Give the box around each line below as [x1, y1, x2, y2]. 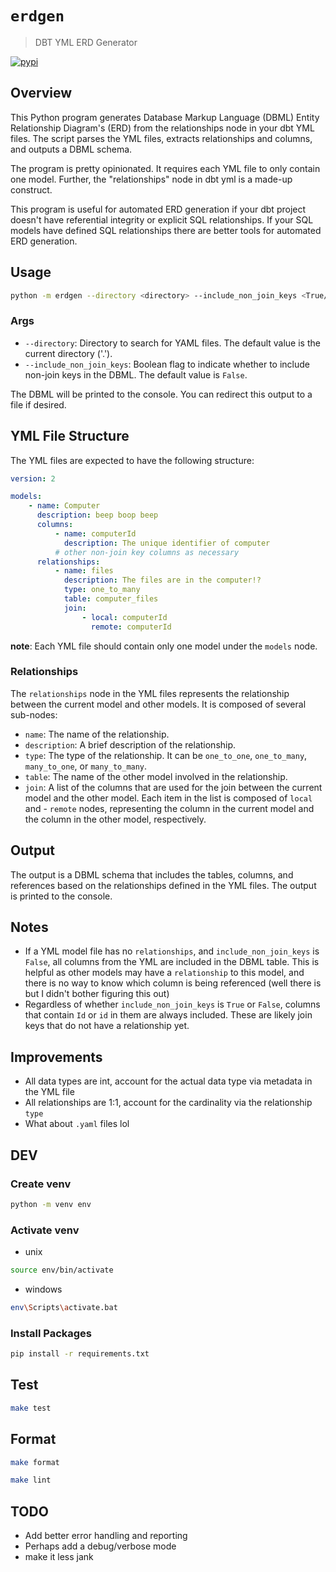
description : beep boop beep [36, 510, 159, 521]
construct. [10, 183, 53, 196]
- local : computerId [81, 612, 168, 622]
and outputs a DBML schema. [10, 143, 133, 155]
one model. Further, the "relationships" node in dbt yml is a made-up [10, 173, 293, 185]
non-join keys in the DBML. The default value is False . [24, 368, 248, 381]
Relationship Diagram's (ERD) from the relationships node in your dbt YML [10, 122, 315, 134]
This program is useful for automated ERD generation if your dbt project [10, 203, 307, 215]
